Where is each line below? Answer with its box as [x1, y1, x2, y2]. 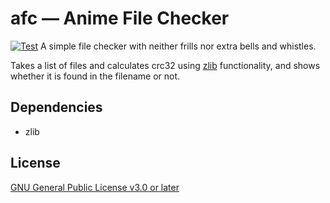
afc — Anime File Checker [10, 7, 230, 30]
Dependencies [10, 99, 103, 116]
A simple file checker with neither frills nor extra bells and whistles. [40, 40, 317, 52]
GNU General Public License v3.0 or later [10, 181, 180, 193]
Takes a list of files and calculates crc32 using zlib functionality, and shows [10, 59, 321, 71]
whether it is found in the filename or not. [10, 70, 181, 82]
